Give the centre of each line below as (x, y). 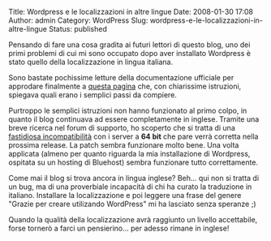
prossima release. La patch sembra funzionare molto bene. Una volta (124, 145)
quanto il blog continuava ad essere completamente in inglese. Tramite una (134, 119)
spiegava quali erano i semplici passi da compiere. (92, 95)
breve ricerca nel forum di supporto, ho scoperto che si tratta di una (122, 128)
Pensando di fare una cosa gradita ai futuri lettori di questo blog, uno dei (129, 45)
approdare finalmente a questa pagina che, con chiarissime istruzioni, (125, 86)
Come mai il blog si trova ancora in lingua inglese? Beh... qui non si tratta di (134, 178)
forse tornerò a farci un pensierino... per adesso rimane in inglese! (119, 228)
